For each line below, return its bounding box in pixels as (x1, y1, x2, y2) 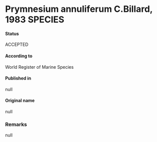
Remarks (5, 121, 27, 128)
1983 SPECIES (5, 14, 64, 25)
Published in (5, 75, 31, 81)
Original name (5, 97, 35, 103)
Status (5, 31, 19, 37)
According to (5, 53, 33, 59)
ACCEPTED (5, 42, 29, 47)
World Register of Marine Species (5, 64, 74, 70)
